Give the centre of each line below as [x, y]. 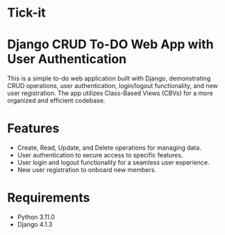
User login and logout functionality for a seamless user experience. [113, 163]
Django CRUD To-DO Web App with [110, 45]
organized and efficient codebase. [56, 101]
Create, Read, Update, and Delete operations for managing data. [109, 148]
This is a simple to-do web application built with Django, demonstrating [109, 78]
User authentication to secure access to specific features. [100, 155]
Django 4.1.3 [35, 224]
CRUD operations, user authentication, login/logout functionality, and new [113, 86]
